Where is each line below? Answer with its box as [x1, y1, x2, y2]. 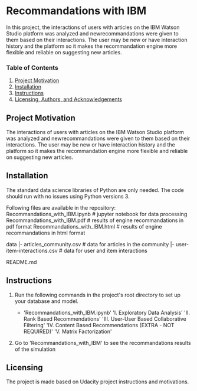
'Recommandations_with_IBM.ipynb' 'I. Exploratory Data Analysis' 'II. [23, 309, 191, 316]
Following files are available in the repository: [6, 204, 116, 211]
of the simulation [14, 346, 56, 353]
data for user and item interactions [64, 247, 147, 254]
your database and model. [14, 297, 78, 305]
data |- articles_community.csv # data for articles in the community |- [6, 240, 175, 247]
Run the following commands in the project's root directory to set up [14, 291, 181, 298]
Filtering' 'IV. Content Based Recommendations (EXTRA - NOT [23, 321, 175, 328]
